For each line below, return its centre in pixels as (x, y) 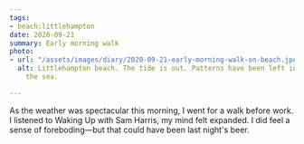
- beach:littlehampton (52, 26)
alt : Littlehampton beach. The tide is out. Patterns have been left (151, 69)
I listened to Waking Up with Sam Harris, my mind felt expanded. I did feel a (150, 120)
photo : (22, 52)
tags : (19, 18)
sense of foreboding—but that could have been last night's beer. (130, 130)
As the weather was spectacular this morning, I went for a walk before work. (152, 110)
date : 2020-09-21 (42, 34)
